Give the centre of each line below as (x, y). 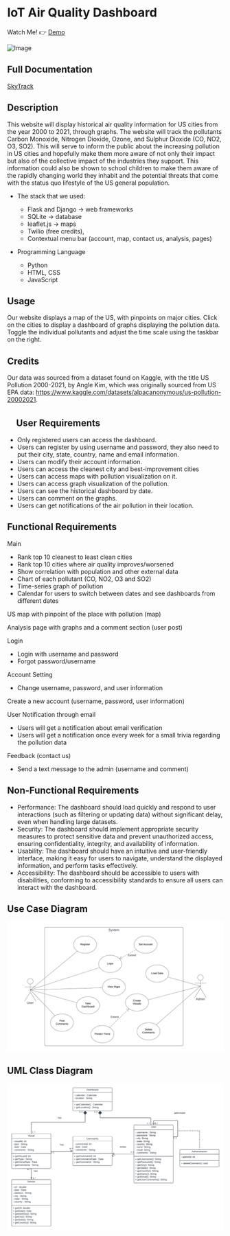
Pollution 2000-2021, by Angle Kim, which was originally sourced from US (112, 385)
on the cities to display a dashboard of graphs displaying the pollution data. (114, 325)
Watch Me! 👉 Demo (36, 32)
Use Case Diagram (47, 909)
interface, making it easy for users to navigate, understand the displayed (120, 858)
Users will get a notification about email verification (90, 728)
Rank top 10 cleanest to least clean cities (74, 557)
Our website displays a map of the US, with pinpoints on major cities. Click (112, 318)
